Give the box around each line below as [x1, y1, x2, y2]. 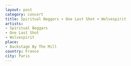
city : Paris [5, 53, 30, 59]
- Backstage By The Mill [5, 44, 57, 49]
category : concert [5, 12, 43, 17]
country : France [5, 49, 39, 54]
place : [5, 40, 19, 45]
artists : [5, 21, 23, 26]
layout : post [5, 7, 32, 12]
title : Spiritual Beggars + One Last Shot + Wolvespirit [5, 16, 126, 21]
